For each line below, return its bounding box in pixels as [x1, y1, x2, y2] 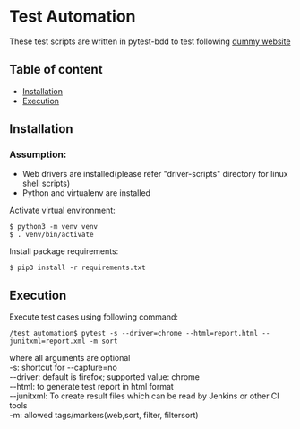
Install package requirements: [9, 246, 119, 257]
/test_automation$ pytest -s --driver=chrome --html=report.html [9, 329, 258, 338]
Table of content [9, 62, 103, 77]
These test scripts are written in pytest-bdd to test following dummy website [9, 36, 291, 47]
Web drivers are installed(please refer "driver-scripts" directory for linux [21, 169, 288, 179]
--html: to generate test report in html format [9, 381, 175, 392]
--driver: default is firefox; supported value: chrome [9, 372, 200, 382]
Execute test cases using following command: [9, 311, 179, 322]
